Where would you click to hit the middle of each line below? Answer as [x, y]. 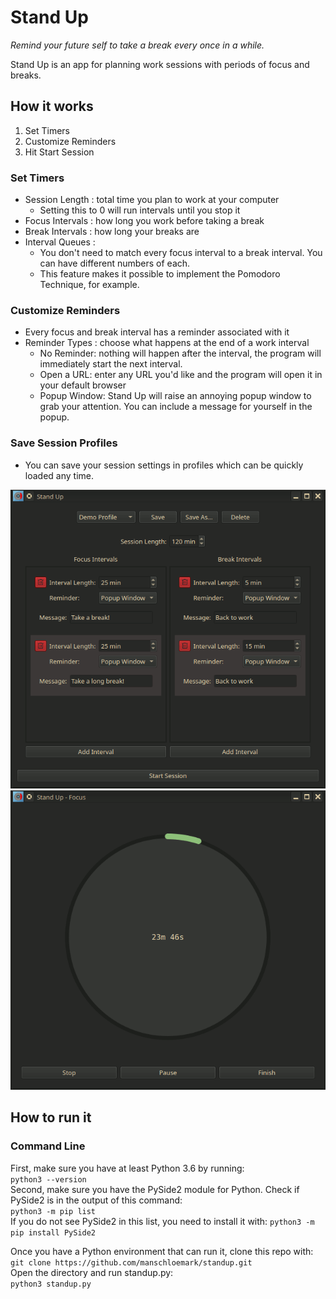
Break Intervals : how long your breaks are [112, 232]
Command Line [48, 1146]
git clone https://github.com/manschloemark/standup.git [131, 1262]
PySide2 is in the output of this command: [96, 1200]
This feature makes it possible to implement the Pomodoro [160, 274]
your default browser [83, 385]
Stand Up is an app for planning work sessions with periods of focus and [160, 64]
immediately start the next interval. [111, 364]
